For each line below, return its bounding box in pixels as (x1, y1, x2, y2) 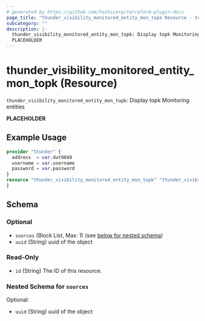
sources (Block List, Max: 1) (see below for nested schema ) (15, 231, 164, 239)
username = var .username (12, 160, 75, 166)
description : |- (6, 26, 48, 32)
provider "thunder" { (6, 149, 62, 155)
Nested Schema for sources (6, 282, 89, 291)
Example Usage (6, 132, 67, 143)
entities (6, 103, 25, 110)
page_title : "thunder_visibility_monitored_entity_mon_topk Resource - (6, 15, 192, 21)
